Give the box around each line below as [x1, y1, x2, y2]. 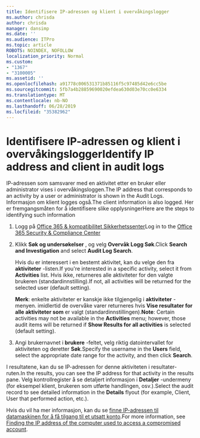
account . [6, 425, 28, 433]
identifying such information [6, 212, 76, 219]
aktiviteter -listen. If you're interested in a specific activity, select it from [14, 265, 192, 272]
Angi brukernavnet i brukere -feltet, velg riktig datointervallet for [14, 339, 174, 347]
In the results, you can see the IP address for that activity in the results [20, 370, 194, 377]
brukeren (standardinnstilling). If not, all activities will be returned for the [14, 278, 192, 285]
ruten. [6, 370, 21, 377]
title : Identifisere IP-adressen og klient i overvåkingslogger [6, 8, 170, 15]
